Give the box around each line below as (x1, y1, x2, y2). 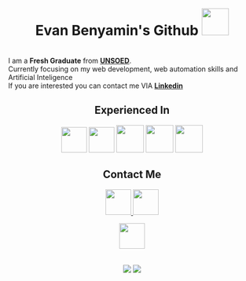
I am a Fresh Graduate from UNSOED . (8, 56, 132, 65)
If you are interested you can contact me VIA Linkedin (8, 81, 183, 90)
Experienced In (94, 104, 171, 117)
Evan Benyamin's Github (35, 22, 199, 39)
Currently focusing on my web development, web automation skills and (8, 64, 238, 74)
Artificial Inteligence (8, 72, 73, 82)
